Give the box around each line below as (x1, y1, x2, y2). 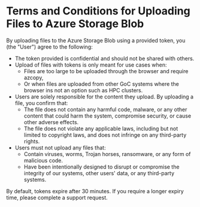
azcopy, (23, 74, 44, 81)
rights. (23, 137, 40, 145)
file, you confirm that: (14, 99, 68, 106)
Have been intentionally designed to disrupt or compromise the (23, 163, 180, 170)
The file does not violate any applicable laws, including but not (23, 125, 178, 132)
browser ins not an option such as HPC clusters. (23, 86, 143, 94)
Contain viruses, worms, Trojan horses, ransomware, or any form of (23, 150, 191, 157)
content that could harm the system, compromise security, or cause (23, 112, 192, 119)
